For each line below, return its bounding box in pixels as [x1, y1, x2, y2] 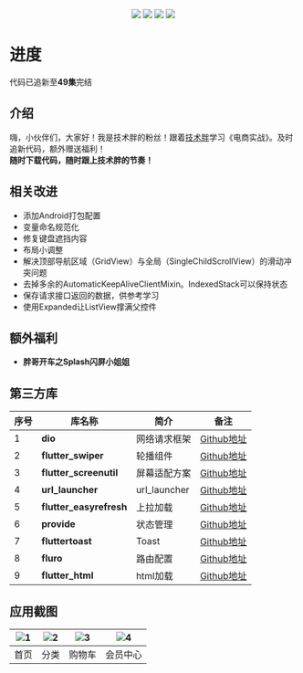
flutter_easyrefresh [41, 500, 128, 513]
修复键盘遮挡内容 [22, 233, 88, 244]
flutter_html [41, 569, 94, 582]
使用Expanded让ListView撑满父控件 [22, 301, 157, 312]
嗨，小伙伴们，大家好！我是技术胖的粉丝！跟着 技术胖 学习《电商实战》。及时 [9, 131, 294, 142]
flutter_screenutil [41, 467, 119, 479]
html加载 [135, 570, 173, 583]
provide [41, 518, 76, 531]
